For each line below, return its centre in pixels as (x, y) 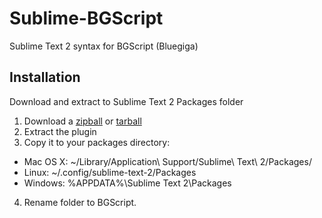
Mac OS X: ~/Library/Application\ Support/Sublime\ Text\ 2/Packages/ (167, 161)
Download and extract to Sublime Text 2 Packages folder (126, 101)
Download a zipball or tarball (82, 121)
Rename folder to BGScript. (80, 202)
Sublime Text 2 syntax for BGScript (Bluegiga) (104, 46)
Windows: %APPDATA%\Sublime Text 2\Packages (127, 183)
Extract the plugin (60, 131)
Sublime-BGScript (86, 18)
